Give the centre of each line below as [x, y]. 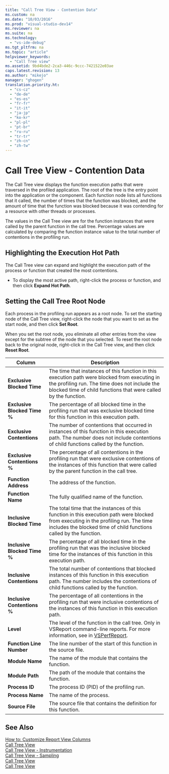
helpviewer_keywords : [28, 57]
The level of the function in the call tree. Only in [104, 622]
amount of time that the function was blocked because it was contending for [84, 206]
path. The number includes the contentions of [103, 581]
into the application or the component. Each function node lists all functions [83, 195]
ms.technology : [21, 38]
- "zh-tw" [20, 146]
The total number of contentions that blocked [102, 569]
